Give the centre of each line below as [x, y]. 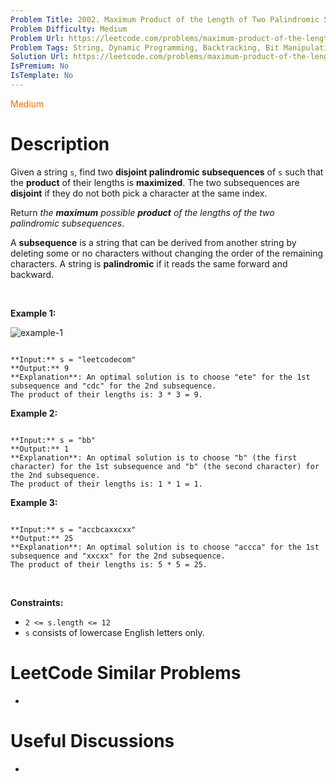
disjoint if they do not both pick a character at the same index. [139, 193]
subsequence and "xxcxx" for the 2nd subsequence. [118, 556]
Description [60, 144]
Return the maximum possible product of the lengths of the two [142, 212]
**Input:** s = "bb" [53, 440]
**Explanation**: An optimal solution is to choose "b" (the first [154, 457]
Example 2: [34, 413]
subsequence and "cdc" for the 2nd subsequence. [113, 386]
